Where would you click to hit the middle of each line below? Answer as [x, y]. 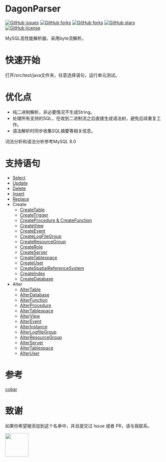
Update [20, 183]
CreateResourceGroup [43, 241]
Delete [19, 188]
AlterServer [32, 342]
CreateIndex [32, 273]
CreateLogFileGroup [41, 236]
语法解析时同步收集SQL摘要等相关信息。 [54, 131]
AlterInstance [34, 326]
